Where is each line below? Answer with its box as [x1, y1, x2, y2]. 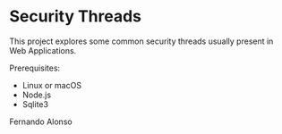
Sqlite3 [21, 98, 49, 109]
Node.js [21, 89, 52, 100]
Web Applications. [9, 45, 77, 55]
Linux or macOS [21, 80, 82, 90]
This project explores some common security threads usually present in [9, 36, 274, 46]
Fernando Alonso [9, 116, 73, 127]
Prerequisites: [9, 63, 61, 73]
